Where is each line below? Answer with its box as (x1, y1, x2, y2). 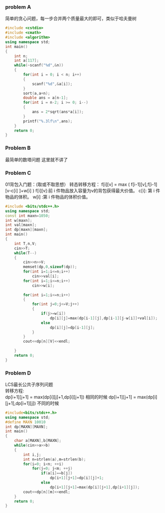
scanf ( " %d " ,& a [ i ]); (31, 81, 72, 86)
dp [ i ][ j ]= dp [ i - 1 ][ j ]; (49, 325, 95, 330)
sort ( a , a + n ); (23, 91, 50, 96)
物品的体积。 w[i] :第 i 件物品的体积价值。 (5, 194, 91, 200)
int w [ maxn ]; (5, 218, 32, 223)
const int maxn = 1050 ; (5, 213, 50, 218)
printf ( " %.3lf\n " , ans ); (23, 119, 72, 124)
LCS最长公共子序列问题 (5, 381, 53, 387)
